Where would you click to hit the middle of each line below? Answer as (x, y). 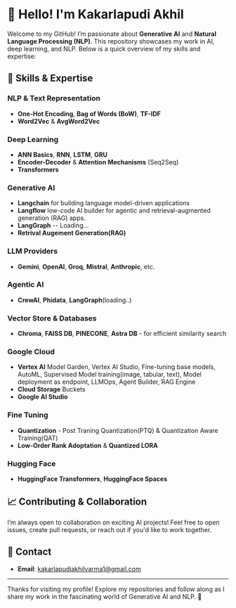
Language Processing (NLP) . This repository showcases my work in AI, (111, 41)
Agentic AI (26, 285)
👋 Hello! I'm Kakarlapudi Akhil (96, 14)
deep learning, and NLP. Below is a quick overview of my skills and (104, 48)
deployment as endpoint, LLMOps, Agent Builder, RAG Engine (106, 382)
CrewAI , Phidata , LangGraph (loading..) (74, 300)
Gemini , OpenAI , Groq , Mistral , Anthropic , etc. (86, 266)
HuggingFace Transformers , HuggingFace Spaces (92, 479)
